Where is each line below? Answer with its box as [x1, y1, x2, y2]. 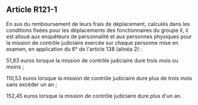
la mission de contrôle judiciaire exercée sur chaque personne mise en [6, 39, 179, 46]
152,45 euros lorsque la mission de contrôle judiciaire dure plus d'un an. [6, 92, 182, 99]
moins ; [6, 63, 24, 70]
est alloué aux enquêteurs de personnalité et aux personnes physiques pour [6, 32, 192, 40]
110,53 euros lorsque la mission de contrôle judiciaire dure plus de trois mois [6, 74, 193, 81]
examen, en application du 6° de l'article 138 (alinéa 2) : [6, 45, 142, 52]
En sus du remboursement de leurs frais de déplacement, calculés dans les [6, 20, 190, 27]
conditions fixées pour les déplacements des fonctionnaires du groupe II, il [6, 27, 189, 34]
